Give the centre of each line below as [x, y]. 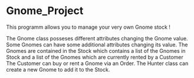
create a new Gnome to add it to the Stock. [58, 69]
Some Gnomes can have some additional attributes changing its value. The [97, 45]
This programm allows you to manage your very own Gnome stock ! [88, 27]
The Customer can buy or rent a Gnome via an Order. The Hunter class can [97, 63]
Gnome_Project [45, 11]
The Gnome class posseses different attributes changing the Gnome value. [97, 38]
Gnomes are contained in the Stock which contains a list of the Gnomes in [96, 50]
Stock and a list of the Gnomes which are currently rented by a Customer [95, 57]
